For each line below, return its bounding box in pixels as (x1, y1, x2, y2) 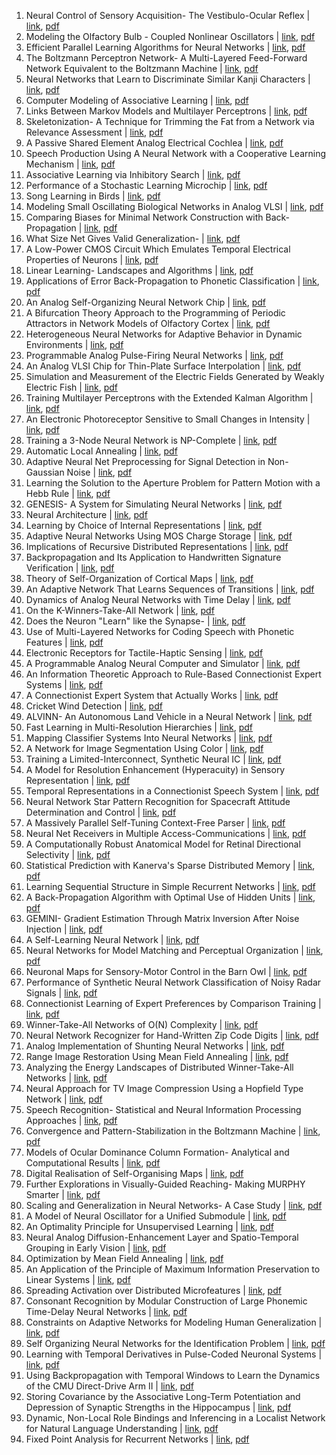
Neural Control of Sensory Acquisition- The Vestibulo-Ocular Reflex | (25, 10, 311, 21)
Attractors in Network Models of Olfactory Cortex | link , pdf (25, 318, 271, 329)
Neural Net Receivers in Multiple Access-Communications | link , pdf (25, 828, 307, 839)
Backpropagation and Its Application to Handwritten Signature (25, 551, 282, 563)
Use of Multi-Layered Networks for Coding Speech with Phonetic (25, 626, 295, 637)
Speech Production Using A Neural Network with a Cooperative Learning (25, 148, 327, 159)
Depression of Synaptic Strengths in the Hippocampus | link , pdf (25, 1401, 292, 1413)
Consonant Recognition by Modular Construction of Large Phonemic (25, 1295, 308, 1307)
